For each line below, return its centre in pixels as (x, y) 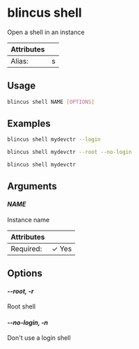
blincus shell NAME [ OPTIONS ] (51, 102)
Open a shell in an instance (46, 32)
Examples (29, 124)
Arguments (32, 186)
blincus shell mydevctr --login (54, 140)
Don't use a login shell (39, 338)
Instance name (28, 219)
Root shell (22, 307)
